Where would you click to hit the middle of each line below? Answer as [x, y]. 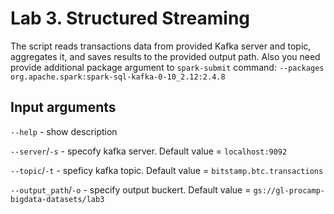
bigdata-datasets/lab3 [57, 199]
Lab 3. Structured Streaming [130, 18]
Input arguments [63, 107]
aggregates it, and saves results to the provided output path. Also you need [165, 56]
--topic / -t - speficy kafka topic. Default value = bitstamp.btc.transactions [167, 170]
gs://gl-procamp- [289, 190]
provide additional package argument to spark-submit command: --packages [167, 67]
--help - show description [64, 131]
